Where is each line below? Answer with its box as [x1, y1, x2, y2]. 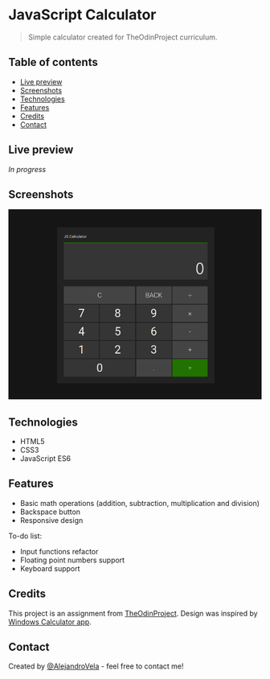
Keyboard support [19, 563, 80, 573]
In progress [8, 164, 47, 174]
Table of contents [8, 56, 98, 69]
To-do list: [8, 531, 43, 541]
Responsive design [19, 515, 84, 525]
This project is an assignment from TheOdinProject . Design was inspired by [8, 608, 259, 618]
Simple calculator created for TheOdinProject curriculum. [27, 32, 218, 42]
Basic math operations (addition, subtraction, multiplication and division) [19, 498, 260, 508]
